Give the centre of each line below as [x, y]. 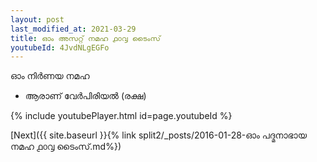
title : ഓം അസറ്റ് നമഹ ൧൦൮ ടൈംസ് [85, 38]
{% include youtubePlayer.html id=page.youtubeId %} [121, 116]
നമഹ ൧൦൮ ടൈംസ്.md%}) [66, 147]
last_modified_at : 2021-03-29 [73, 29]
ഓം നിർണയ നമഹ [50, 76]
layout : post [37, 19]
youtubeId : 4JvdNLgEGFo [60, 47]
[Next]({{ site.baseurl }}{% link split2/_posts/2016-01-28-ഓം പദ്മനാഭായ [158, 135]
